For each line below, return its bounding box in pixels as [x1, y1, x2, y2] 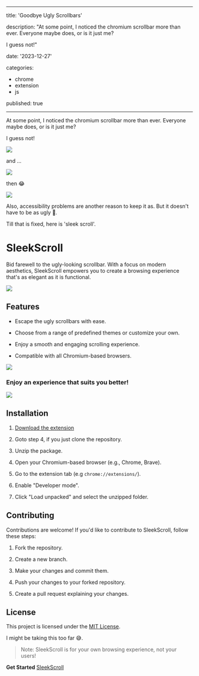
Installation [6, 408, 49, 419]
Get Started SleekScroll [6, 664, 64, 671]
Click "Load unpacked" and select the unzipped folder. [14, 493, 149, 500]
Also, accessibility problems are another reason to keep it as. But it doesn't [6, 203, 189, 210]
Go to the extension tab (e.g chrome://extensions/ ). [14, 470, 141, 477]
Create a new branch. [14, 555, 68, 563]
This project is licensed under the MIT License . [6, 623, 121, 630]
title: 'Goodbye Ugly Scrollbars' [6, 12, 82, 18]
